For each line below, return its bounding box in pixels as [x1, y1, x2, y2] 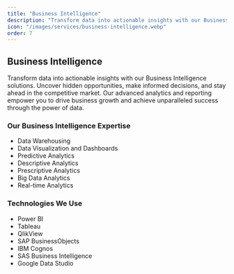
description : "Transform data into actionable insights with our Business [7, 17, 229, 24]
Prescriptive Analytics [17, 167, 81, 175]
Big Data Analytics [17, 174, 70, 182]
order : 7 [7, 29, 33, 37]
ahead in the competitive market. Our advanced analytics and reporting [7, 89, 212, 98]
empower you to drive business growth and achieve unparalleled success [7, 96, 219, 105]
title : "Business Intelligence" [7, 10, 101, 17]
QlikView [17, 229, 43, 238]
